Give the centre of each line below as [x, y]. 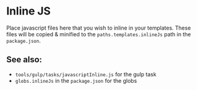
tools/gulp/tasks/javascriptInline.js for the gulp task [86, 74]
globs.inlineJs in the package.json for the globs [76, 80]
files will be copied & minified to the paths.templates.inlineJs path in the [99, 34]
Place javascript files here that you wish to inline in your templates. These [99, 28]
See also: [24, 59]
